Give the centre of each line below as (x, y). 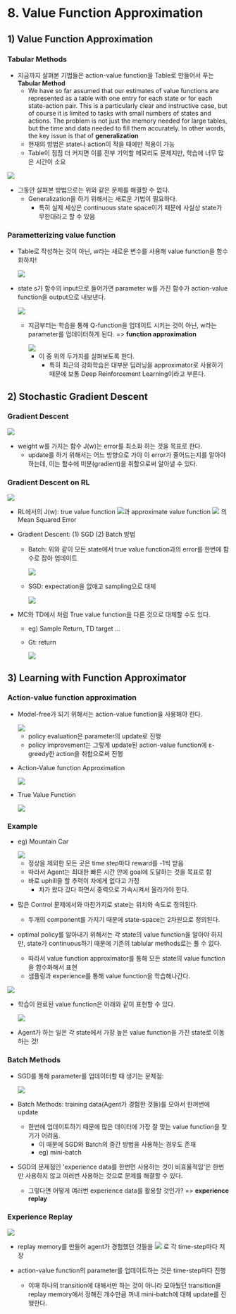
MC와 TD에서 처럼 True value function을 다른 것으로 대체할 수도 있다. (114, 614)
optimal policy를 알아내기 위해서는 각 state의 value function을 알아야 (113, 935)
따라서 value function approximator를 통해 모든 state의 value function (126, 959)
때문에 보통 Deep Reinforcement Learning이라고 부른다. (127, 374)
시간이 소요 (51, 162)
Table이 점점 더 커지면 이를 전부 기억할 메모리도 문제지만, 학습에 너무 (122, 152)
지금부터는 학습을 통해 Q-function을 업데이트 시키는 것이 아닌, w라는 (122, 325)
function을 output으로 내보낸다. (61, 297)
